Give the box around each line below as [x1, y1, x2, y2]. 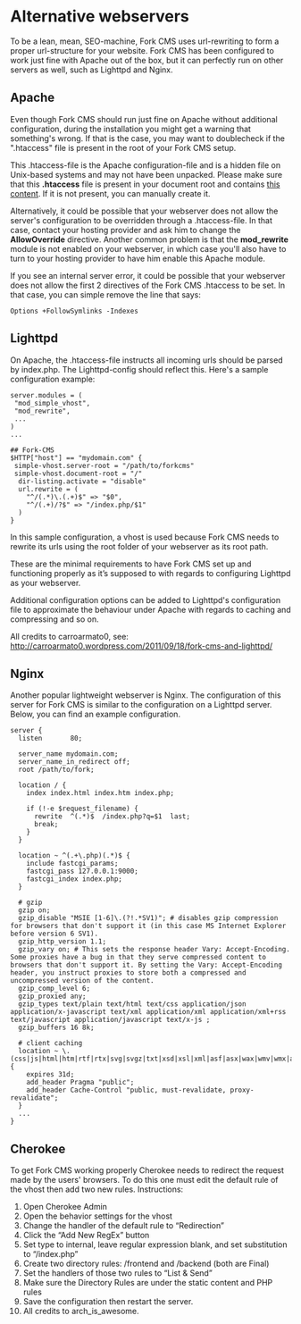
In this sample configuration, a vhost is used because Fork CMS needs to [10, 532, 280, 542]
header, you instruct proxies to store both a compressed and [10, 968, 247, 977]
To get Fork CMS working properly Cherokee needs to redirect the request [10, 1165, 285, 1176]
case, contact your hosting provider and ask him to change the [10, 224, 241, 235]
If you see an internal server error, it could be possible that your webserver [10, 270, 286, 281]
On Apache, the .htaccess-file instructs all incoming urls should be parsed [10, 355, 284, 365]
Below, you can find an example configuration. [10, 708, 181, 720]
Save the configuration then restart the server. [22, 1296, 194, 1307]
